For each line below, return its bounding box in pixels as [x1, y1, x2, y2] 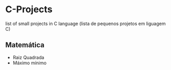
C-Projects [5, 4, 53, 15]
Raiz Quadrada [12, 54, 45, 60]
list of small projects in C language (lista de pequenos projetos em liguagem [5, 20, 166, 27]
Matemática [5, 41, 45, 50]
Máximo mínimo [12, 60, 47, 66]
